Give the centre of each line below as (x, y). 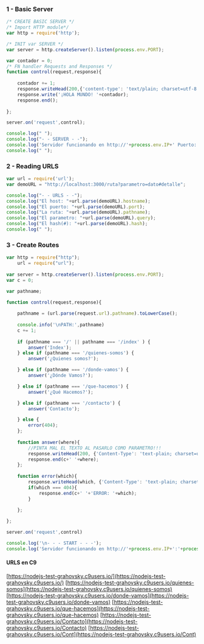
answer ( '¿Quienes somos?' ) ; (63, 359)
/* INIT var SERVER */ (35, 44)
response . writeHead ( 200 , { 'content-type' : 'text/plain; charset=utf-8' (108, 89)
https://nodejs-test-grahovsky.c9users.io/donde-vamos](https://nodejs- (99, 595)
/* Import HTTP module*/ (38, 27)
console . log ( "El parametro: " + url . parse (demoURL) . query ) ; (81, 218)
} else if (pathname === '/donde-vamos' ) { (73, 370)
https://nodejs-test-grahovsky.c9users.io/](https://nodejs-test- (87, 576)
